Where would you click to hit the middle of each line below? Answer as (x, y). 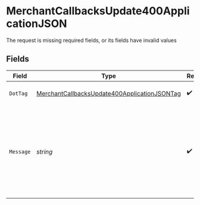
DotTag (18, 93)
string (45, 152)
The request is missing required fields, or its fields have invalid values (91, 40)
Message (20, 152)
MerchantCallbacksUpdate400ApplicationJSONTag (109, 93)
